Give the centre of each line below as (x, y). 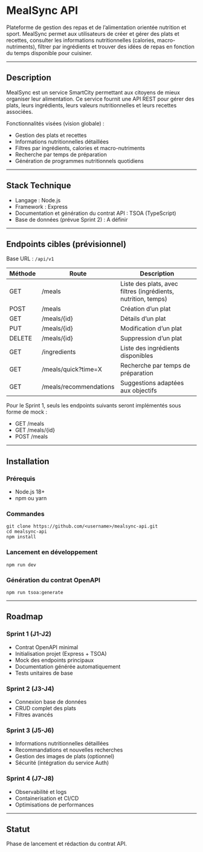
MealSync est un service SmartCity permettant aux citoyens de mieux (93, 92)
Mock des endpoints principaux (54, 660)
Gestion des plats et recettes (51, 135)
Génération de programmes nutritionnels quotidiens (79, 160)
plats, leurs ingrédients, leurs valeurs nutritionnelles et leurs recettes (92, 105)
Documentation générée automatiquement (68, 666)
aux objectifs (139, 391)
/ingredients (59, 352)
